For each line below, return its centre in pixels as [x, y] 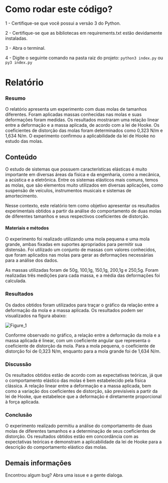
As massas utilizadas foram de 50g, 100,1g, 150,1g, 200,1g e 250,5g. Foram [82, 270]
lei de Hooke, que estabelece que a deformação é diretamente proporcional [83, 396]
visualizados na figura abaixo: [36, 315]
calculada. [16, 281]
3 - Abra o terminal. [25, 48]
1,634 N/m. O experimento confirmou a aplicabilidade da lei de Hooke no [80, 136]
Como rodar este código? [59, 9]
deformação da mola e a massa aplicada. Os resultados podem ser [74, 310]
